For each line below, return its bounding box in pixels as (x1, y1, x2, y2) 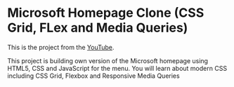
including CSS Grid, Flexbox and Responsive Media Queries (7, 72, 181, 80)
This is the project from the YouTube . (7, 43, 115, 51)
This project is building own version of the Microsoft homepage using (7, 56, 209, 65)
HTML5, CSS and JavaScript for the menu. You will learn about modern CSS (7, 64, 227, 72)
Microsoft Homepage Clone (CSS (7, 5, 204, 21)
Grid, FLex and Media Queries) (7, 20, 188, 36)
